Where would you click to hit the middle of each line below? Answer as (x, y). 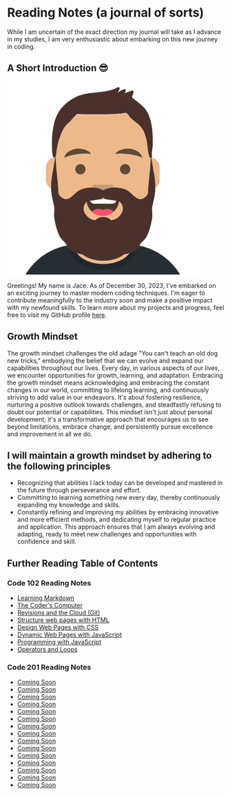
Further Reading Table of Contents (83, 563)
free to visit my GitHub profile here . (57, 315)
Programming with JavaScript (59, 642)
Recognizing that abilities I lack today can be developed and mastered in (120, 483)
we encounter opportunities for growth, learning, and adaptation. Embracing (115, 375)
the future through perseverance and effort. (79, 490)
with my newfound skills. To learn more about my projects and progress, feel (116, 307)
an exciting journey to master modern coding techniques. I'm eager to (106, 293)
